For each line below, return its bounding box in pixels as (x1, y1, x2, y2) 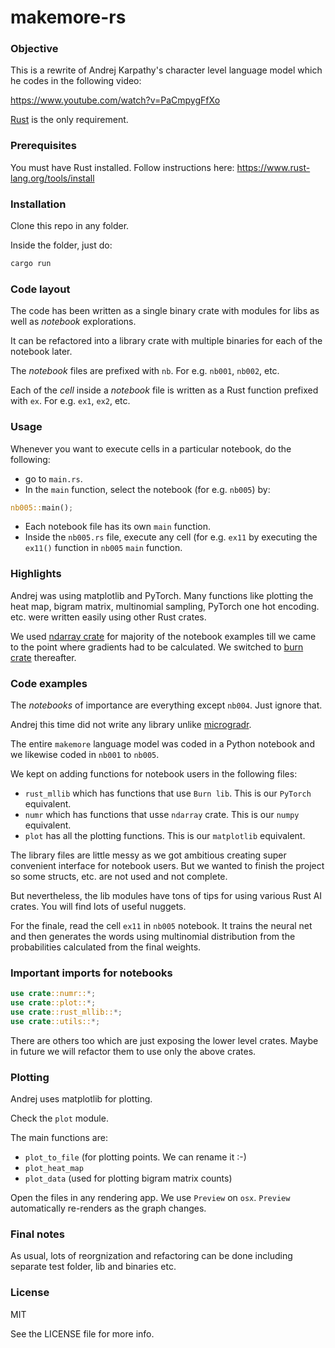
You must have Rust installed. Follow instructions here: (10, 161, 235, 173)
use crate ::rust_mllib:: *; (10, 1007, 123, 1018)
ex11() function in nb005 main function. (24, 542, 183, 554)
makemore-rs (10, 6, 127, 29)
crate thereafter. (10, 651, 77, 663)
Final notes (10, 1227, 65, 1241)
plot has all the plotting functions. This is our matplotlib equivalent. (24, 830, 306, 842)
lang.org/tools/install (10, 172, 95, 184)
